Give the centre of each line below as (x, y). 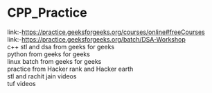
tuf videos (21, 83)
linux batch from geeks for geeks (54, 61)
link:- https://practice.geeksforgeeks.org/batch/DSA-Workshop (96, 39)
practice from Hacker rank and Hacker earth (70, 69)
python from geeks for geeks (48, 54)
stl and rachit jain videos (42, 76)
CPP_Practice (47, 13)
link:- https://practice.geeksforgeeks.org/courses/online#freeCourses (106, 32)
